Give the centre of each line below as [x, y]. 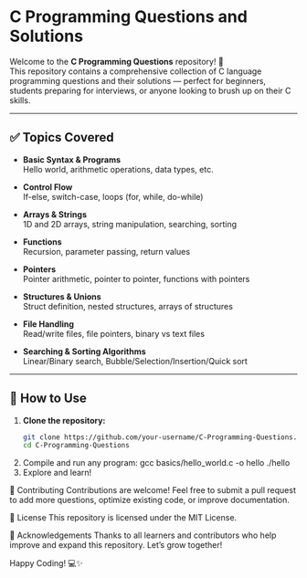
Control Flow [48, 187]
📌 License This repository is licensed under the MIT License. [123, 518]
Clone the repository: [64, 420]
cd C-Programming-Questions [76, 446]
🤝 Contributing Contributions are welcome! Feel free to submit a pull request [153, 490]
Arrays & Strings [55, 214]
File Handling [48, 324]
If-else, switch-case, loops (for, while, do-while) [113, 196]
